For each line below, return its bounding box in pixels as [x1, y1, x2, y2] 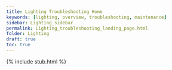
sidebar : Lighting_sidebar [6, 20, 73, 26]
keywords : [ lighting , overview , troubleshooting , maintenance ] [6, 14, 167, 20]
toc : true [6, 42, 31, 48]
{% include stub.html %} [6, 58, 67, 65]
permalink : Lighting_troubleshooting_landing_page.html [6, 25, 148, 31]
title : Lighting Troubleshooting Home [6, 8, 103, 15]
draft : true [6, 36, 36, 42]
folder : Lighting [6, 31, 50, 37]
